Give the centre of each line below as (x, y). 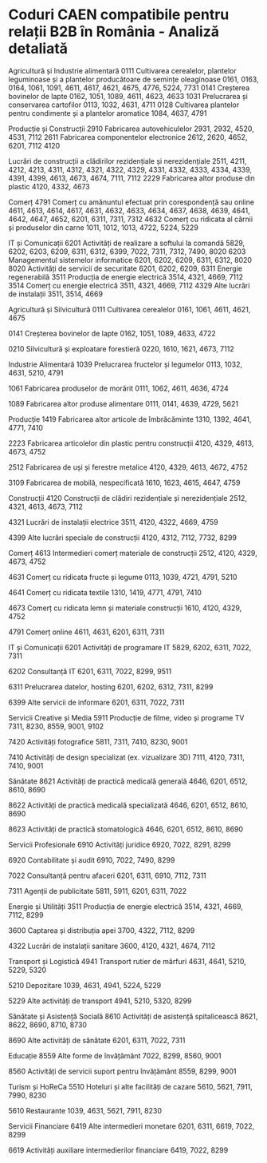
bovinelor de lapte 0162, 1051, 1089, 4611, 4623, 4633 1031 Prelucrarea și (128, 96)
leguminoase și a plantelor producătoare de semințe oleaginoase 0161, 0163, (133, 79)
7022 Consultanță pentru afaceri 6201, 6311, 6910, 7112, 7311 (108, 875)
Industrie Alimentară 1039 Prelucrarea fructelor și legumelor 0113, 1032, (126, 364)
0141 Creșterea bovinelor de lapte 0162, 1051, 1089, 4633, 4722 (112, 333)
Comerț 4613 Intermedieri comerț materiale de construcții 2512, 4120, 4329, (133, 553)
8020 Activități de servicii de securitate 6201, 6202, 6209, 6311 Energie (126, 268)
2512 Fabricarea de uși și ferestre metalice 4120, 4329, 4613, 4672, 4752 (128, 467)
